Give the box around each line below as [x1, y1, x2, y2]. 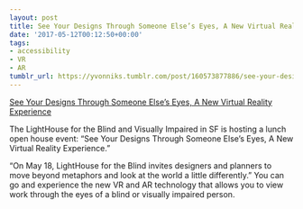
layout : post [9, 13, 59, 23]
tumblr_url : [9, 72, 54, 81]
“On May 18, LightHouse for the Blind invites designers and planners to [9, 159, 272, 171]
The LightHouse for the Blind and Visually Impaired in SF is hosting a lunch [9, 123, 287, 134]
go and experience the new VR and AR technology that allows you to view [9, 179, 284, 190]
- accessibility [9, 47, 70, 56]
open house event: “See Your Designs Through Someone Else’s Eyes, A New [9, 132, 294, 144]
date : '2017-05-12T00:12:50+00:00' [9, 30, 143, 39]
